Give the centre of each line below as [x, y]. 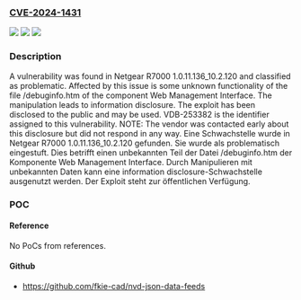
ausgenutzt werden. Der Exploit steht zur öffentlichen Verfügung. [130, 181]
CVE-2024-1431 [45, 13]
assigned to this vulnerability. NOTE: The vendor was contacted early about [149, 124]
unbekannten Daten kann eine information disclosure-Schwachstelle [136, 172]
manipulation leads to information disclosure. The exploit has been [133, 104]
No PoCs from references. [58, 245]
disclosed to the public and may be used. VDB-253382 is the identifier [139, 114]
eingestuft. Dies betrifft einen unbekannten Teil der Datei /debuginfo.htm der [151, 152]
